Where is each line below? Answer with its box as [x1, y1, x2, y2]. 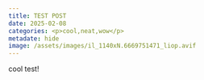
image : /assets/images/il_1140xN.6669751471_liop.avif [8, 42, 197, 50]
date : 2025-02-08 [8, 19, 67, 27]
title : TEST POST [8, 11, 67, 20]
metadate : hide [8, 34, 60, 43]
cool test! [8, 64, 40, 74]
